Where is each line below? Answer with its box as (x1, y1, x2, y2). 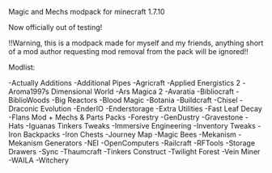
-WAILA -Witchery (8, 155, 69, 165)
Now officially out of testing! (8, 23, 103, 32)
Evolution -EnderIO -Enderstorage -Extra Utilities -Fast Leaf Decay (40, 104, 263, 113)
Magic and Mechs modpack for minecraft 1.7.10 (8, 7, 165, 16)
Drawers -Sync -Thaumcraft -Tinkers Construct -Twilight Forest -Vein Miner (8, 147, 261, 156)
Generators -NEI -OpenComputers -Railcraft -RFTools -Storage (44, 138, 256, 148)
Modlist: (8, 62, 36, 72)
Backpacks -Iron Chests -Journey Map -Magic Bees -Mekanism (23, 129, 237, 139)
